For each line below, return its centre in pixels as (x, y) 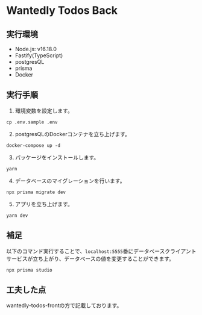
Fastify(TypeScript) (39, 55)
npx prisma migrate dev (36, 192)
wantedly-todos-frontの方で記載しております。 (64, 305)
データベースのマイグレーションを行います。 (70, 181)
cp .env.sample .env (32, 122)
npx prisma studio (29, 270)
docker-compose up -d (33, 145)
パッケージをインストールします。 (57, 157)
